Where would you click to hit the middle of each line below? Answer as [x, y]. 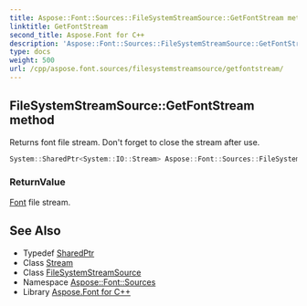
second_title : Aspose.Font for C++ [77, 35]
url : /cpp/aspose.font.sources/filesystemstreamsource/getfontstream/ [147, 69]
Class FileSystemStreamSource [82, 272]
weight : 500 [32, 60]
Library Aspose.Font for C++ [76, 291]
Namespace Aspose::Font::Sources [89, 282]
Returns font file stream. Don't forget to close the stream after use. [135, 142]
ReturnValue [37, 182]
